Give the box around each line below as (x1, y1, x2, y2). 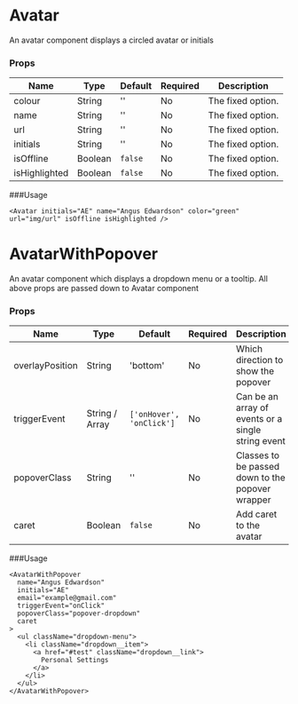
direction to (235, 354, 284, 367)
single (235, 423, 262, 436)
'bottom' (129, 360, 165, 372)
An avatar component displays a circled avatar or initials (9, 35, 215, 45)
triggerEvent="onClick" (17, 601, 105, 611)
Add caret (235, 508, 278, 520)
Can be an (235, 391, 279, 403)
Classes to (235, 449, 280, 462)
